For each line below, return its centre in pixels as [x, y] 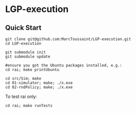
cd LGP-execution [23, 43]
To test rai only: [21, 96]
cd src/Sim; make [23, 78]
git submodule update [28, 56]
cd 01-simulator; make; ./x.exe [39, 83]
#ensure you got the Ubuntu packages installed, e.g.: [64, 65]
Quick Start [23, 28]
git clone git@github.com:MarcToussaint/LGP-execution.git [68, 39]
